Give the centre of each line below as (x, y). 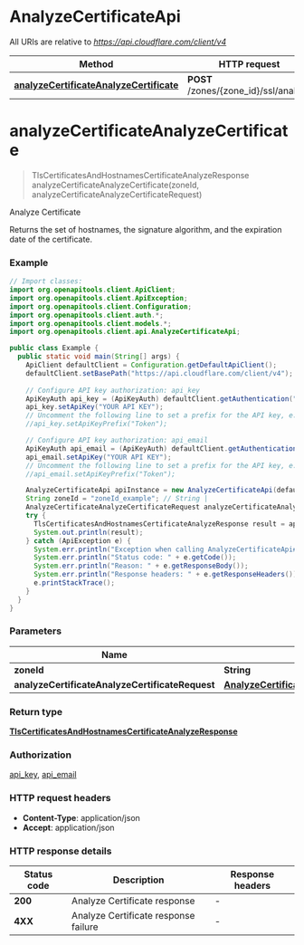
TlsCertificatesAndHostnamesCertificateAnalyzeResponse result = (159, 524)
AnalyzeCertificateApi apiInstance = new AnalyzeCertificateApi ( (152, 491)
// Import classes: (46, 282)
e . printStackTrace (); (74, 583)
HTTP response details (61, 851)
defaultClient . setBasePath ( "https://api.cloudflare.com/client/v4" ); (160, 373)
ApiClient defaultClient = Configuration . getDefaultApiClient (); (152, 365)
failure (85, 927)
